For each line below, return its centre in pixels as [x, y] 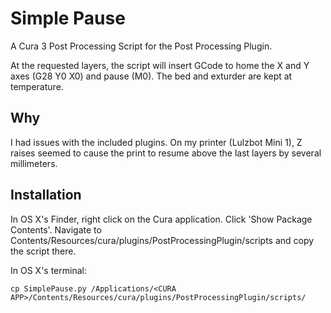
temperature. [37, 86]
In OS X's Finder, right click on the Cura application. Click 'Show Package [161, 219]
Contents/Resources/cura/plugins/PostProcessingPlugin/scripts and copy [162, 240]
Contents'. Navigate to [56, 229]
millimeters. [34, 163]
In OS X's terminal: [48, 270]
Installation [46, 195]
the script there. [43, 251]
